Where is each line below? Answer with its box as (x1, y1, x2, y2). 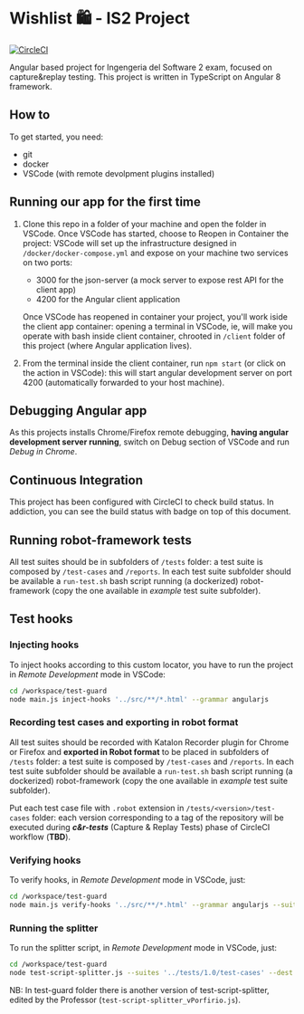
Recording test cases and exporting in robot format (9, 716, 239, 729)
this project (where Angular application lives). (22, 340, 193, 350)
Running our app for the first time (9, 195, 201, 210)
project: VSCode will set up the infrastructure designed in (22, 237, 237, 248)
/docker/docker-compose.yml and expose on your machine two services (22, 247, 289, 258)
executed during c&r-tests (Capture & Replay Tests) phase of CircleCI (9, 821, 271, 832)
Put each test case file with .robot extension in (9, 802, 185, 813)
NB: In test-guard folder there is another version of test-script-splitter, (9, 984, 270, 995)
